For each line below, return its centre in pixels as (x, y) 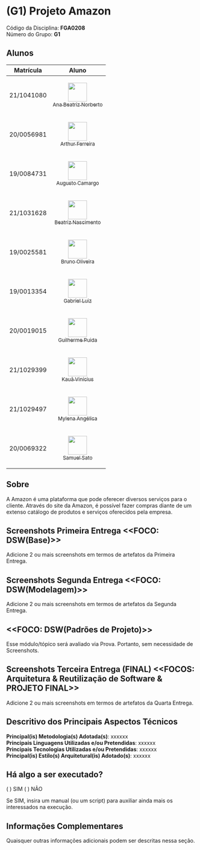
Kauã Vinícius (78, 379)
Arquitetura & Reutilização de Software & (84, 679)
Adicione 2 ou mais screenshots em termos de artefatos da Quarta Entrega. (100, 703)
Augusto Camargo (78, 183)
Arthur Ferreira (77, 144)
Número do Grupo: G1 (33, 34)
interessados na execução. (40, 807)
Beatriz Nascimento (78, 222)
